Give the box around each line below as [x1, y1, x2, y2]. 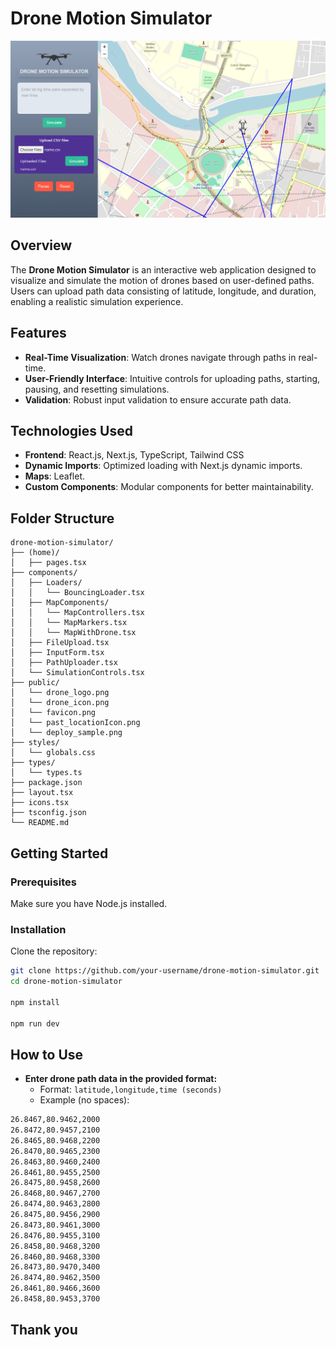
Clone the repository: [10, 945, 98, 957]
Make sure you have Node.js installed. [10, 897, 168, 909]
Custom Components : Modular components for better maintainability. [24, 481, 314, 493]
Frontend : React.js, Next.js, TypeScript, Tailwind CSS [24, 449, 245, 461]
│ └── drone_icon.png [10, 698, 110, 708]
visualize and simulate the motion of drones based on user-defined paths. [10, 274, 315, 286]
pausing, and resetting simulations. [24, 383, 170, 395]
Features [10, 325, 67, 342]
